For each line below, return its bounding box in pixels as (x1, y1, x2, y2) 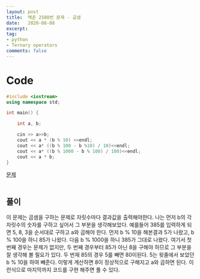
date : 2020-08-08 (6, 20, 55, 26)
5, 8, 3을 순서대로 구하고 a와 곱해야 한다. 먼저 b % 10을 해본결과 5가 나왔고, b (12, 229, 195, 236)
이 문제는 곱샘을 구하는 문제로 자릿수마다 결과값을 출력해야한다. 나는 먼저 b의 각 (6, 214, 192, 221)
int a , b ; (17, 121, 42, 127)
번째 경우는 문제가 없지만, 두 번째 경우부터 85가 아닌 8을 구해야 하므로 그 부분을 (6, 244, 192, 251)
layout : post (6, 8, 39, 15)
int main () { (6, 110, 39, 116)
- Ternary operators (6, 43, 58, 49)
